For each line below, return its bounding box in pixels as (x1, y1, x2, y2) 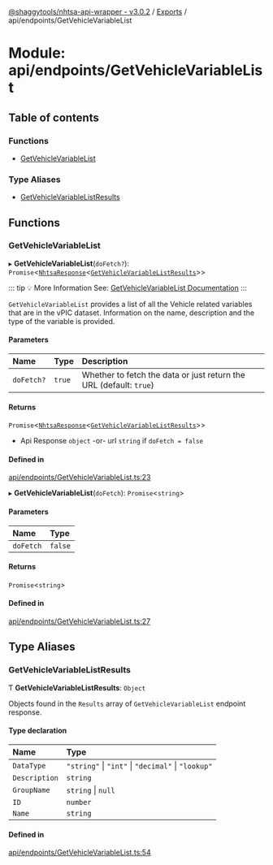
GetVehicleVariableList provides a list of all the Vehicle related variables (8, 299, 253, 309)
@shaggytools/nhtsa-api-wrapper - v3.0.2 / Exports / (8, 7, 187, 16)
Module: (8, 44, 66, 63)
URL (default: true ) (81, 379, 154, 391)
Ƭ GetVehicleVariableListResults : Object (8, 682, 146, 693)
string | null (66, 784, 115, 795)
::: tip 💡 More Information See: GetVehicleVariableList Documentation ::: (8, 283, 248, 292)
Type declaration (8, 726, 67, 736)
